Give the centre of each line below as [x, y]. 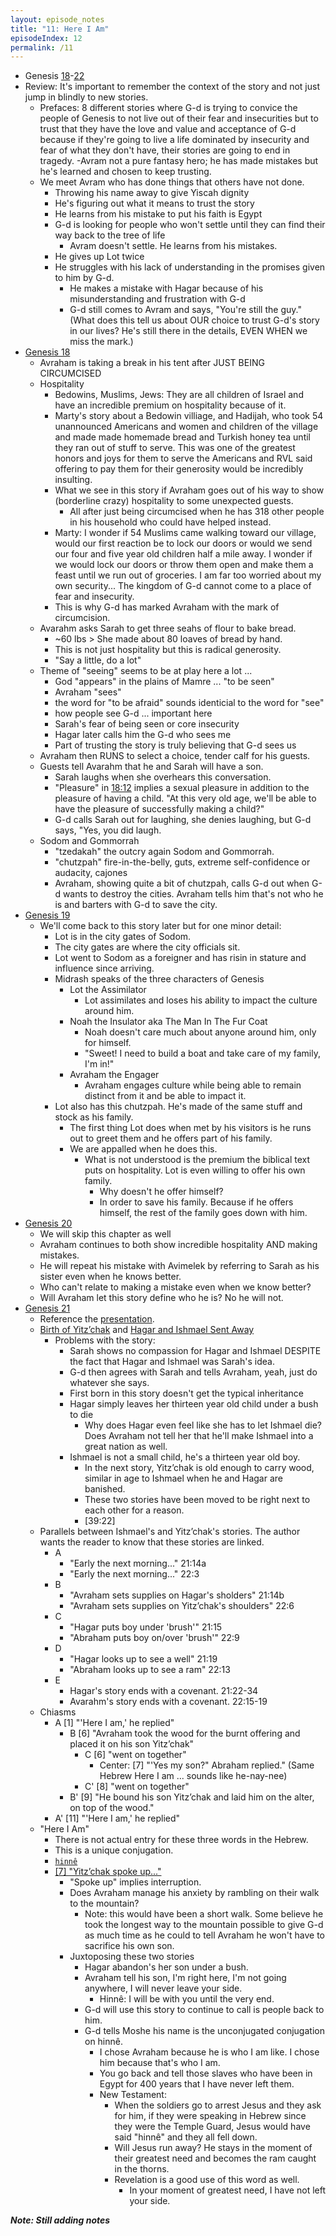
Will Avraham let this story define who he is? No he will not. [161, 1298]
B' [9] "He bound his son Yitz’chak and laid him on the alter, [192, 1797]
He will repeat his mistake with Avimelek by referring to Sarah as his [179, 1266]
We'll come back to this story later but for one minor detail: [160, 926]
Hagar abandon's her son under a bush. [166, 1967]
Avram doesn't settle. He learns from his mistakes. [173, 246]
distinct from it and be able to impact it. [165, 1096]
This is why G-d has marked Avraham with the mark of [167, 607]
